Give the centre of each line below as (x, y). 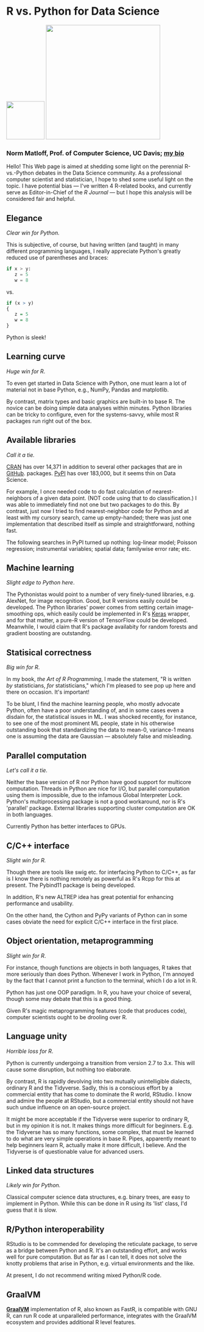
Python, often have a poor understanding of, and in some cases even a (95, 710)
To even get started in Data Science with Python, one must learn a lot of (97, 383)
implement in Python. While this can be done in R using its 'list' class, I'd (97, 1204)
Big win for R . (23, 668)
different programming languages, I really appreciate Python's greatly (93, 251)
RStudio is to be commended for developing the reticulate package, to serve (102, 1244)
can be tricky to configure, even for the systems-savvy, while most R (93, 414)
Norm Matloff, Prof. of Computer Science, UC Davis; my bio (95, 153)
